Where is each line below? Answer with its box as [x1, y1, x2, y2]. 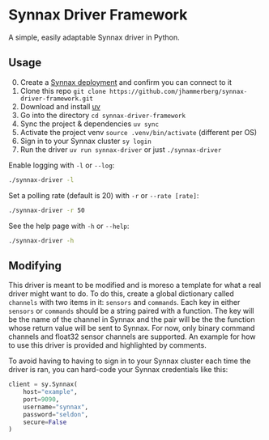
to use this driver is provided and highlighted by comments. [8, 341, 207, 350]
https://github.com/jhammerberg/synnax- [109, 87, 248, 95]
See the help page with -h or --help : [8, 221, 130, 231]
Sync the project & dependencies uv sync [19, 119, 160, 129]
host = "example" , [23, 388, 79, 396]
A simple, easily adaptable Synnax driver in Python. [8, 32, 180, 42]
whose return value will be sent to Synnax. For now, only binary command [8, 324, 255, 333]
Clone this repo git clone [19, 86, 107, 95]
